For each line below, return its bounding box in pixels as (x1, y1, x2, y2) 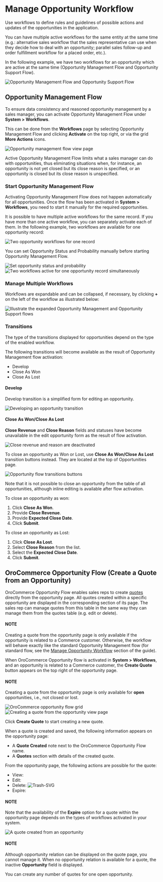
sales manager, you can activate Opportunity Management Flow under (5, 111, 146, 117)
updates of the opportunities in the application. (5, 24, 99, 30)
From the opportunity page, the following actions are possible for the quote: (5, 763, 157, 768)
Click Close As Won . (12, 505, 54, 510)
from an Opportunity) (5, 576, 72, 585)
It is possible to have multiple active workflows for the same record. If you (5, 214, 153, 220)
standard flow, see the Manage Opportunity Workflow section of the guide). (5, 647, 157, 654)
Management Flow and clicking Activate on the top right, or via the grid (5, 131, 148, 137)
